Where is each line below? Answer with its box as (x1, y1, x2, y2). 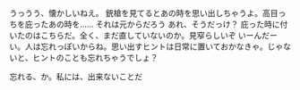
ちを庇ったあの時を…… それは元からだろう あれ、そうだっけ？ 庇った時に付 (9, 19, 288, 29)
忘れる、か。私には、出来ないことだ (9, 71, 143, 82)
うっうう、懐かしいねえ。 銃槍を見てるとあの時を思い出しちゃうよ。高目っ (9, 8, 287, 18)
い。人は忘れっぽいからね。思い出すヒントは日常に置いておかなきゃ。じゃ (9, 41, 284, 52)
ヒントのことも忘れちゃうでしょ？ (32, 53, 159, 62)
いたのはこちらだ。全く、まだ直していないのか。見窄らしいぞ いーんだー (9, 30, 278, 40)
